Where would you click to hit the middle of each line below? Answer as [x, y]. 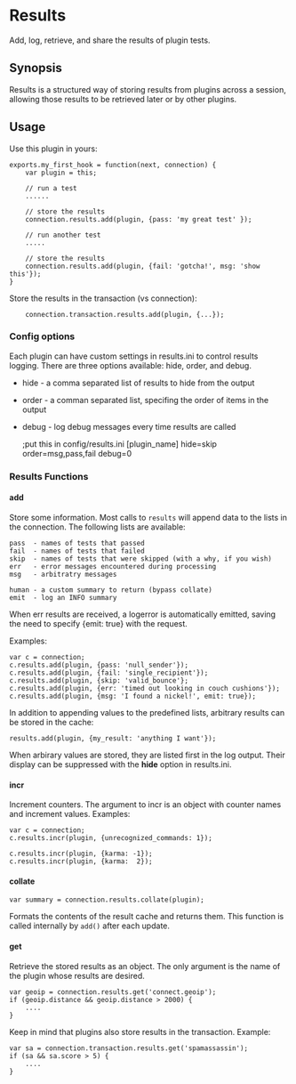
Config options [42, 336]
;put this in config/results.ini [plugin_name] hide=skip [120, 444]
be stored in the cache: [52, 722]
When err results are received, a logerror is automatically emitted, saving [143, 614]
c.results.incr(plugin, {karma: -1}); [81, 854]
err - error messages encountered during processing [113, 566]
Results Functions [49, 476]
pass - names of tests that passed [77, 543]
